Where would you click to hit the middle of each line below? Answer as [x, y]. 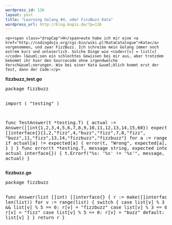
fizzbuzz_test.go [24, 79]
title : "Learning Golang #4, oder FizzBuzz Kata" [59, 19]
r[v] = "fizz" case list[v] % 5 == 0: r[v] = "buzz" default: [85, 212]
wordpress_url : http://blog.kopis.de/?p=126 [53, 24]
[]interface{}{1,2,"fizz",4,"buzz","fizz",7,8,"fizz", [76, 133]
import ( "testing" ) [33, 104]
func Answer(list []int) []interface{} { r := [65, 197]
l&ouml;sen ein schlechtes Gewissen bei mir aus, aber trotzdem [94, 56]
